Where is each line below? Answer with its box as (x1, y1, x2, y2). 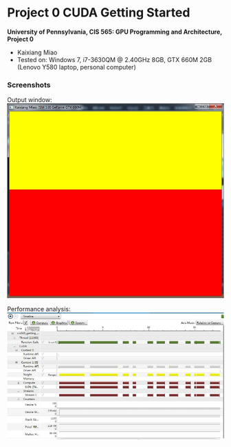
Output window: (7, 96, 53, 104)
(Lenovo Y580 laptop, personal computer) (16, 63, 136, 71)
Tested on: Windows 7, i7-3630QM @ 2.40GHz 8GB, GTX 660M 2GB (16, 55, 212, 63)
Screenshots (7, 80, 51, 90)
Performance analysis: (7, 305, 71, 313)
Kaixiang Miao (16, 48, 58, 56)
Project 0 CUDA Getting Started (7, 5, 190, 21)
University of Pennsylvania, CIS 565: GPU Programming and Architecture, (7, 28, 222, 36)
